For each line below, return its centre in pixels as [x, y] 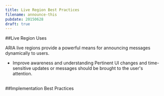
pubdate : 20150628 [24, 19]
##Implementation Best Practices [40, 88]
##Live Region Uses [26, 38]
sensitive [22, 68]
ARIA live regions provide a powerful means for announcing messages [78, 48]
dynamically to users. [27, 53]
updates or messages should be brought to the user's [88, 68]
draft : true [18, 24]
